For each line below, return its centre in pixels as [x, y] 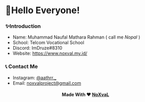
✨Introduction [23, 26]
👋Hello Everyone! [42, 10]
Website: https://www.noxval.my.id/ [50, 53]
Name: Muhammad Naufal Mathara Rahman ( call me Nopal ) [76, 37]
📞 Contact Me [22, 66]
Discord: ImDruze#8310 [37, 48]
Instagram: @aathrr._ [35, 78]
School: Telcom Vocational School [48, 43]
